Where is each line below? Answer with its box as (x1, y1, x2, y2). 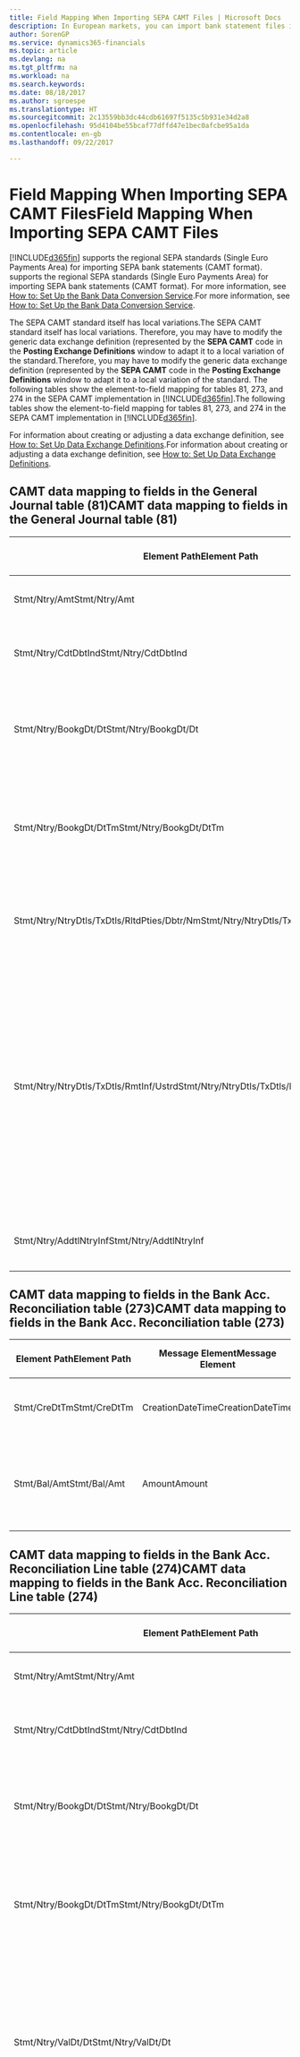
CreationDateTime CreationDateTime (141, 1401, 294, 1414)
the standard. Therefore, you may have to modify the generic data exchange (9, 355, 287, 365)
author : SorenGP (9, 30, 70, 39)
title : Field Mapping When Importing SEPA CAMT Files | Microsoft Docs (9, 13, 281, 22)
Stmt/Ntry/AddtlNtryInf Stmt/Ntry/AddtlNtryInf (13, 1234, 204, 1247)
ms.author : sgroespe (9, 96, 87, 106)
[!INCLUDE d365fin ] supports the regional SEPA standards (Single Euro (9, 252, 269, 262)
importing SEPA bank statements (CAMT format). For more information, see (9, 280, 287, 291)
